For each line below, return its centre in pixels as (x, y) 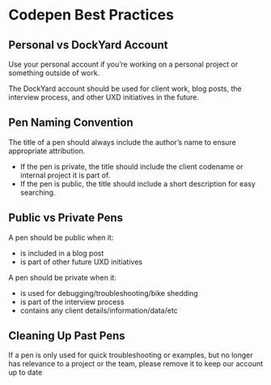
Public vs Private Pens (66, 218)
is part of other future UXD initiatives (81, 262)
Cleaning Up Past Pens (67, 336)
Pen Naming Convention (71, 123)
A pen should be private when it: (63, 277)
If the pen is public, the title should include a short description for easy (138, 183)
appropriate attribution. (47, 151)
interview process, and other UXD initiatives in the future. (104, 97)
